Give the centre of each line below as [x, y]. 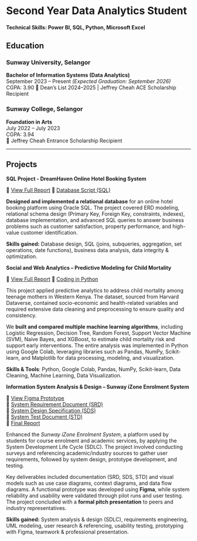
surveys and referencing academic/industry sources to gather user [87, 453]
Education [25, 46]
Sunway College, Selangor [45, 109]
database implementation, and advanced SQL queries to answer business [95, 220]
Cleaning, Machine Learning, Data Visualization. [64, 375]
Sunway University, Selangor [48, 63]
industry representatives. [36, 508]
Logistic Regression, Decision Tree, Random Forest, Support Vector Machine [98, 333]
